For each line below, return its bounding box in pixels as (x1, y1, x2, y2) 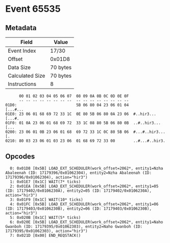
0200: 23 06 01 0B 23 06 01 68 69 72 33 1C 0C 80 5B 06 (5, 129, 129, 135)
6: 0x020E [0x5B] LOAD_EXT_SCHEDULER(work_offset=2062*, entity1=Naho (10, 219, 163, 225)
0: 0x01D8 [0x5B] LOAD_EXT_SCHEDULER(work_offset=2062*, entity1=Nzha (10, 166, 163, 171)
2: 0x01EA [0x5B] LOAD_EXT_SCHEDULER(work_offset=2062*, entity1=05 (10, 184, 159, 189)
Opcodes (5, 152, 35, 161)
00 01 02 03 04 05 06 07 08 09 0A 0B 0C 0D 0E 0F (18, 94, 129, 99)
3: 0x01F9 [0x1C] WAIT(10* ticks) (10, 197, 83, 202)
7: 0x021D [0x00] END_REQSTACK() (10, 233, 81, 238)
